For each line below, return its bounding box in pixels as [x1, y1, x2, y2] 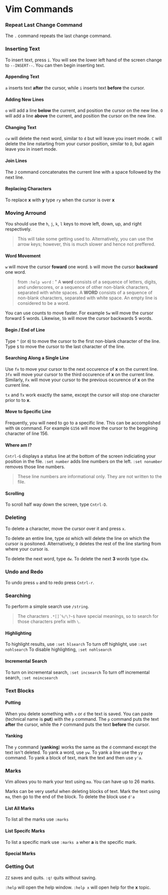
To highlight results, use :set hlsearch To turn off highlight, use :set [5, 641, 147, 647]
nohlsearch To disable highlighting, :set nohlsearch [5, 646, 112, 652]
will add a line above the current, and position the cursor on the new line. [5, 113, 156, 119]
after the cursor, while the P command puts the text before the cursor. [5, 721, 150, 727]
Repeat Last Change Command [5, 22, 83, 29]
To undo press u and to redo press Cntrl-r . [5, 579, 94, 586]
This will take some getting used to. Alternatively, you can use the [17, 236, 153, 242]
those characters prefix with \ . [17, 619, 81, 625]
